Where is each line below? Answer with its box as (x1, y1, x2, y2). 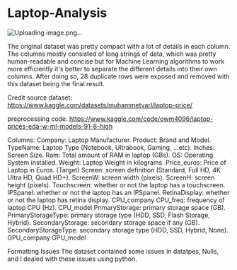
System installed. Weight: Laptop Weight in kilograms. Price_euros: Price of (7, 158, 226, 167)
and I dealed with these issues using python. (7, 254, 138, 263)
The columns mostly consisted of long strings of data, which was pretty (7, 49, 216, 58)
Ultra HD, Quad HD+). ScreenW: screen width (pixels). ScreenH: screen (7, 173, 215, 182)
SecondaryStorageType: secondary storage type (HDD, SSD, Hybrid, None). (7, 225, 229, 234)
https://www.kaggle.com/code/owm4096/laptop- (69, 115, 214, 123)
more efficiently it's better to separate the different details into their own (7, 64, 217, 73)
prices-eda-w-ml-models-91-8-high (7, 122, 113, 130)
